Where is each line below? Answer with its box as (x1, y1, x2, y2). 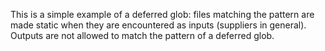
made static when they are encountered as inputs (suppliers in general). (10, 19, 307, 31)
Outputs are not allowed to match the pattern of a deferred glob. (10, 30, 275, 41)
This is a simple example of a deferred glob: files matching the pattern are (10, 9, 315, 20)
